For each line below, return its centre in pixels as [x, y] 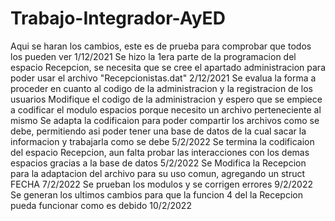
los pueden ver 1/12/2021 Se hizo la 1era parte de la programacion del [153, 56]
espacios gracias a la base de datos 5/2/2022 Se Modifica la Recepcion [158, 163]
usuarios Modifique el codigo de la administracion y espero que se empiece [166, 99]
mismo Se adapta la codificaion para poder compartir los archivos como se [165, 120]
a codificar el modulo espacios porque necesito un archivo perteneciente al [166, 109]
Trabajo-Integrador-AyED [118, 18]
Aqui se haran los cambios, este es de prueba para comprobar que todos [161, 46]
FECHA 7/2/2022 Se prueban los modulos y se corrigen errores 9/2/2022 [162, 184]
